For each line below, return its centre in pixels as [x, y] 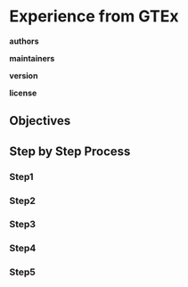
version [24, 75]
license [23, 93]
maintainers [32, 58]
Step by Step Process [70, 151]
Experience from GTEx [94, 16]
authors [24, 41]
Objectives [40, 121]
